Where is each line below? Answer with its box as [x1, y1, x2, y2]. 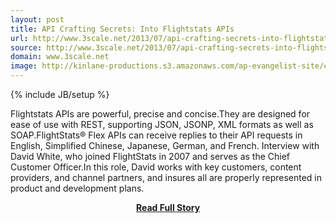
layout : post [10, 14, 65, 25]
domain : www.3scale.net [10, 52, 110, 62]
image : [10, 61, 38, 71]
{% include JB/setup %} [10, 89, 110, 100]
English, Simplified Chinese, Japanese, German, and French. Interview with [10, 140, 320, 151]
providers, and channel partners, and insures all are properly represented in [10, 172, 323, 183]
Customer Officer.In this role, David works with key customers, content [10, 161, 302, 173]
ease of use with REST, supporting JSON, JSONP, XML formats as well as [10, 119, 314, 130]
